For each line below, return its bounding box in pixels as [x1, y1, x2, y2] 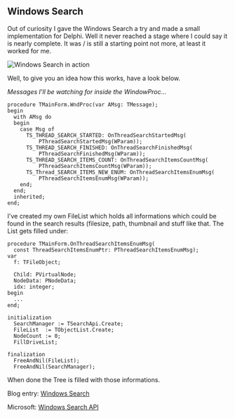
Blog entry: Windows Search [7, 389, 90, 398]
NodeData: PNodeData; [13, 277, 77, 284]
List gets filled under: [7, 226, 69, 235]
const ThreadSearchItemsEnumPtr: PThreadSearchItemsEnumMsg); [13, 246, 199, 254]
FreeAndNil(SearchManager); [13, 363, 96, 370]
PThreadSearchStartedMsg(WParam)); [38, 138, 142, 145]
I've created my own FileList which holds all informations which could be [7, 211, 217, 220]
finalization [7, 351, 46, 358]
